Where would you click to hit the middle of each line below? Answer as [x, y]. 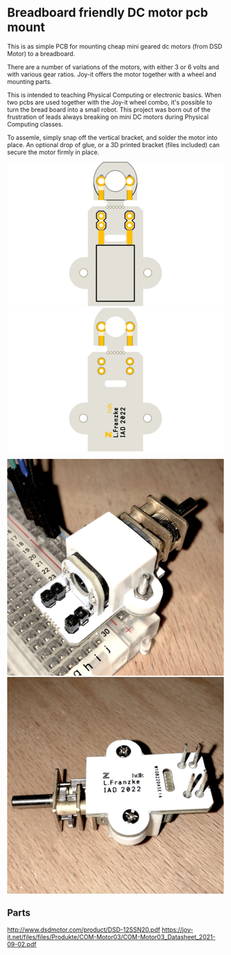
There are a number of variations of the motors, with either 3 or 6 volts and [113, 67]
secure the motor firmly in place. [53, 152]
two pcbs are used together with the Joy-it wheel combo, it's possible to [110, 102]
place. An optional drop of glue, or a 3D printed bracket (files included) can [113, 144]
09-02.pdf [22, 944]
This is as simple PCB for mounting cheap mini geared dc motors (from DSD [115, 46]
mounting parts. [30, 81]
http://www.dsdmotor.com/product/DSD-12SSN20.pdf [84, 930]
